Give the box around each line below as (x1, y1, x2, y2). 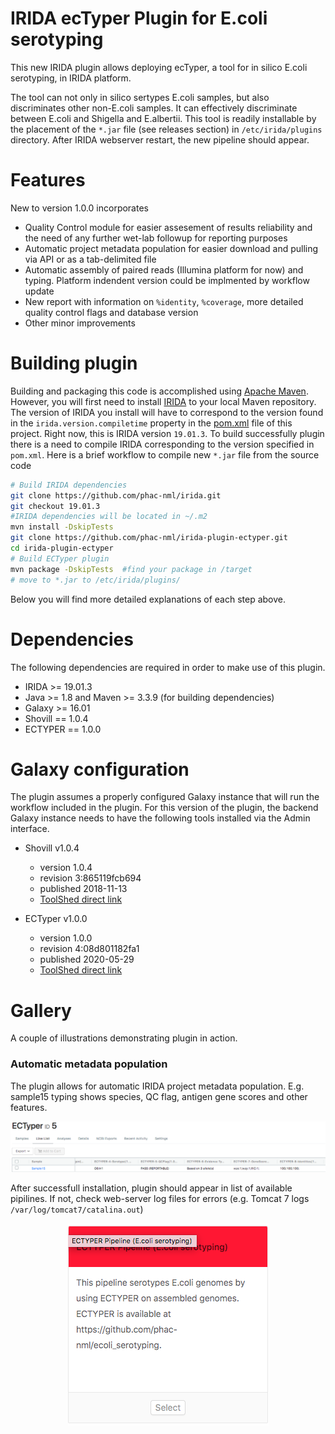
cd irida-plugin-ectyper (10, 543, 114, 554)
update (24, 285, 55, 297)
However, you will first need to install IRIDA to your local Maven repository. (10, 395, 317, 407)
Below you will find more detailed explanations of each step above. (10, 593, 287, 605)
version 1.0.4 (39, 862, 93, 874)
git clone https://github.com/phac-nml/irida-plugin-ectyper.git (10, 533, 288, 543)
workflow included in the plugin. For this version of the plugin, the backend (10, 802, 319, 814)
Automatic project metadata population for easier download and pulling (24, 242, 319, 254)
